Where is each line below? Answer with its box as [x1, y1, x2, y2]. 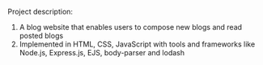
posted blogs [19, 31, 64, 40]
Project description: [7, 7, 74, 16]
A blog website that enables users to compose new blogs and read [19, 22, 243, 31]
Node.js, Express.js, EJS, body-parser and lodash [19, 48, 185, 57]
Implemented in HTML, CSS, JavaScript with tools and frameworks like [19, 39, 256, 49]
